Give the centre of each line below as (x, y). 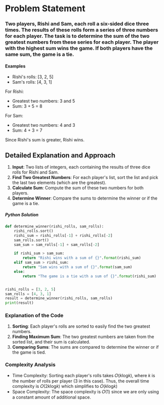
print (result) (20, 303)
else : (20, 271)
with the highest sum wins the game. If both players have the (79, 48)
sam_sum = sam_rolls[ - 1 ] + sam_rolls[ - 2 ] (57, 245)
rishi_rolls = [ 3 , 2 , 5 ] (30, 289)
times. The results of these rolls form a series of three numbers (82, 30)
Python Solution (22, 214)
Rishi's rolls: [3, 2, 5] (33, 77)
